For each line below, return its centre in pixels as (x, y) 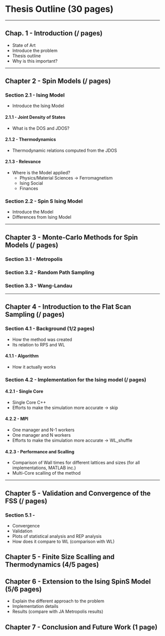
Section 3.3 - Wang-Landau (39, 286)
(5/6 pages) (23, 589)
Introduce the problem (35, 50)
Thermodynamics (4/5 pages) (52, 565)
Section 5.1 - (20, 515)
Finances (29, 188)
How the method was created (42, 339)
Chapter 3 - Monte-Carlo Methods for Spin (72, 237)
